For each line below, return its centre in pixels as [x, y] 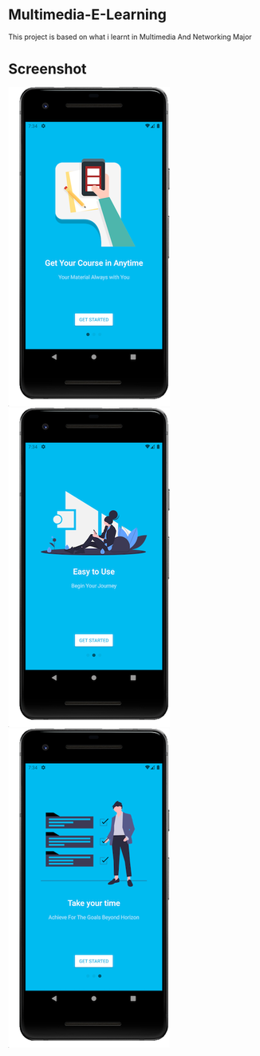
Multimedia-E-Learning [88, 15]
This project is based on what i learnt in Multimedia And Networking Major [130, 37]
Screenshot [47, 69]
